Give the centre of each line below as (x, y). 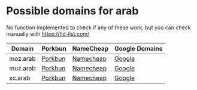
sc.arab (20, 77)
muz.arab (22, 68)
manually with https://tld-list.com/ (48, 33)
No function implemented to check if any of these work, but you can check (99, 27)
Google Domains (139, 48)
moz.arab (22, 58)
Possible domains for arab (72, 11)
